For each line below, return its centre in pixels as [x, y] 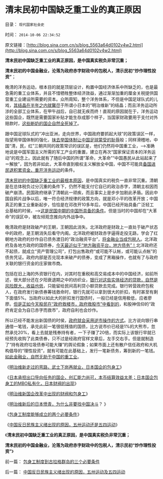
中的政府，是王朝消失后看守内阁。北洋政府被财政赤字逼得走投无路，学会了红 [81, 233]
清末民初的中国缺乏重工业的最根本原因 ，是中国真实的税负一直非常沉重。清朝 [81, 180]
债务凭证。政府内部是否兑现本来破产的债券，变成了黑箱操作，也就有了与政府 [81, 257]
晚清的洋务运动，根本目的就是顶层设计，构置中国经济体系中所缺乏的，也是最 [81, 87]
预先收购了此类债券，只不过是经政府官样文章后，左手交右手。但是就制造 [81, 338]
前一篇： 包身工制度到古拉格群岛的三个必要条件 [52, 462]
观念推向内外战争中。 [67, 217]
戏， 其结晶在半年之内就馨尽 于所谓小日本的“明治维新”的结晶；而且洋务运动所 [81, 105]
